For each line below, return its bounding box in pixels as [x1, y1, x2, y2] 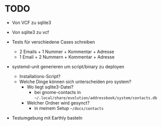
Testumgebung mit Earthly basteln [11, 114, 83, 120]
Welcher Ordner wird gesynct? [26, 99, 90, 105]
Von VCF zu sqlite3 [11, 19, 51, 25]
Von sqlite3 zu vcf [11, 29, 49, 35]
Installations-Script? [19, 73, 61, 79]
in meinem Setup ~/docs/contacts [34, 105, 104, 111]
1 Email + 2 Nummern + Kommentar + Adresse [19, 53, 115, 60]
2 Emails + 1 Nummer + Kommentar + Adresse [19, 48, 114, 54]
